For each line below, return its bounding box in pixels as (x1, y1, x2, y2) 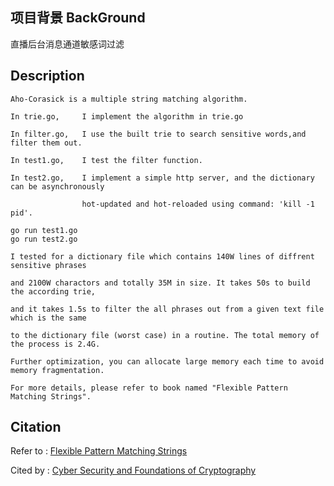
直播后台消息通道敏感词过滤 (10, 38, 125, 50)
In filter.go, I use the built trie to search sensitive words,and (10, 129, 307, 139)
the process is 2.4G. (10, 339, 101, 349)
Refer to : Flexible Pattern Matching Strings (10, 445, 188, 457)
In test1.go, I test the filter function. (10, 155, 203, 165)
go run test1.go (10, 225, 78, 235)
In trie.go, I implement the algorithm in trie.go (10, 111, 244, 122)
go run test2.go (10, 234, 78, 244)
